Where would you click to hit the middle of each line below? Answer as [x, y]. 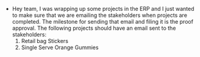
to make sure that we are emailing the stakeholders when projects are [100, 15]
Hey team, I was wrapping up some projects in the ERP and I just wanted [103, 9]
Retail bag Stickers [45, 41]
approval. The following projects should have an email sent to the [94, 28]
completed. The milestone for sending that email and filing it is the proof [103, 22]
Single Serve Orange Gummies [60, 47]
